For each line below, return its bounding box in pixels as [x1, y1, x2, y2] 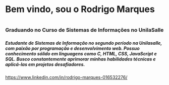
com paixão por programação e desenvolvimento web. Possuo [5, 45, 140, 51]
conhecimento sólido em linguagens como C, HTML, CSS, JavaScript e [5, 51, 157, 57]
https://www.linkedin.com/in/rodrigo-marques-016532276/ [5, 74, 128, 80]
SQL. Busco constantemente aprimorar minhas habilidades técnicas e [5, 56, 156, 62]
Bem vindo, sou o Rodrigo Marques [5, 4, 155, 15]
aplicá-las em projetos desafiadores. [5, 61, 85, 67]
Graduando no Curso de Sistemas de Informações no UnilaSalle [5, 27, 164, 34]
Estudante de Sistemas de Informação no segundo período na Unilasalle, [5, 40, 162, 46]
